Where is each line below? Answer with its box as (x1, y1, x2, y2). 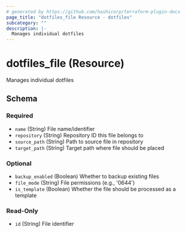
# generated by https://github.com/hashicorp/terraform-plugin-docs (6, 8, 181, 15)
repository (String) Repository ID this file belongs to (14, 131, 144, 139)
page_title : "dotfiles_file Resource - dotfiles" (6, 14, 133, 20)
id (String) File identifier (14, 220, 74, 228)
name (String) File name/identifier (14, 125, 95, 132)
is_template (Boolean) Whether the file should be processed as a (14, 186, 176, 193)
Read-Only (6, 207, 39, 215)
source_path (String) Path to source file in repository (14, 138, 144, 145)
